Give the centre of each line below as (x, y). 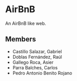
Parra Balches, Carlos (35, 67)
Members (21, 39)
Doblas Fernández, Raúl (37, 57)
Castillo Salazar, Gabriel (37, 51)
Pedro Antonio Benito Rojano (42, 73)
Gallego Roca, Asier (33, 62)
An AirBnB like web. (26, 23)
